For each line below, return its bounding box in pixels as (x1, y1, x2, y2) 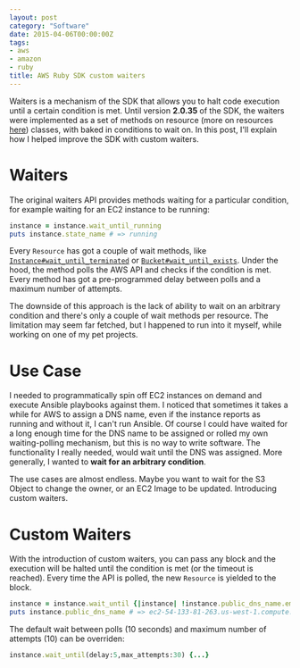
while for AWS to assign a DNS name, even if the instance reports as (9, 409, 262, 420)
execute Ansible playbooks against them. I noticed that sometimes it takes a (9, 399, 288, 411)
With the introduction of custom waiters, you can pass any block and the (9, 554, 277, 564)
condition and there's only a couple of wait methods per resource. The (9, 310, 270, 321)
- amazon (9, 54, 42, 63)
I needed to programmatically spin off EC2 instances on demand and (9, 390, 262, 401)
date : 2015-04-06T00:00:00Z (9, 29, 114, 38)
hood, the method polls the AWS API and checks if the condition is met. (9, 264, 272, 275)
